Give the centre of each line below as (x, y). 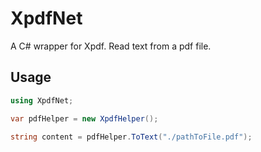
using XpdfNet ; (42, 100)
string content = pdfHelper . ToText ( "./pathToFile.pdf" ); (131, 137)
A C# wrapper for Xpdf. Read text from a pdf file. (111, 46)
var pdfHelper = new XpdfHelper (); (84, 118)
